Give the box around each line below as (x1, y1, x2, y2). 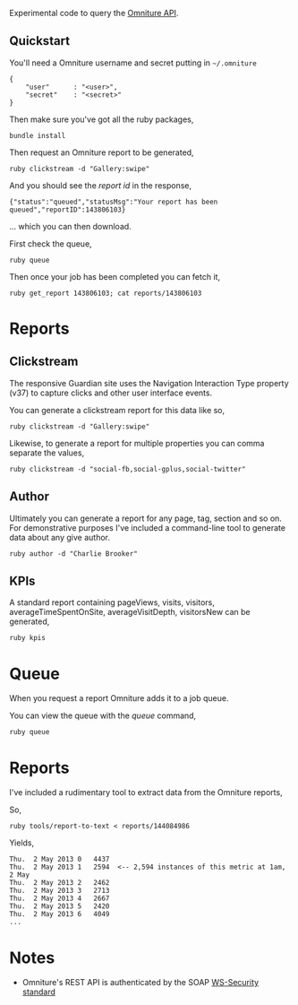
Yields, (9, 837, 35, 848)
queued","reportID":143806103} (9, 205, 126, 214)
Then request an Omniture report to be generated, (9, 147, 194, 158)
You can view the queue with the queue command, (9, 710, 197, 721)
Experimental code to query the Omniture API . (9, 8, 179, 18)
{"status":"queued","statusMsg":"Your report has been (9, 197, 218, 206)
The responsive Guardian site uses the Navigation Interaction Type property (9, 377, 289, 388)
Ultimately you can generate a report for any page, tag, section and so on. (9, 513, 282, 524)
